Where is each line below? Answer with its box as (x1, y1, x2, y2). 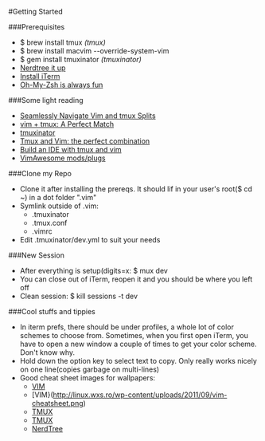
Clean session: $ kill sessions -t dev (19, 291, 138, 301)
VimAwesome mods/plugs (19, 153, 106, 163)
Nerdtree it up (19, 63, 66, 73)
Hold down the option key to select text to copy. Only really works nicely (19, 356, 257, 365)
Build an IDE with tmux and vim (19, 145, 122, 154)
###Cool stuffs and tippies (8, 307, 95, 316)
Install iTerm (19, 72, 60, 81)
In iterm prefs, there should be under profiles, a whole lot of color (19, 322, 235, 332)
